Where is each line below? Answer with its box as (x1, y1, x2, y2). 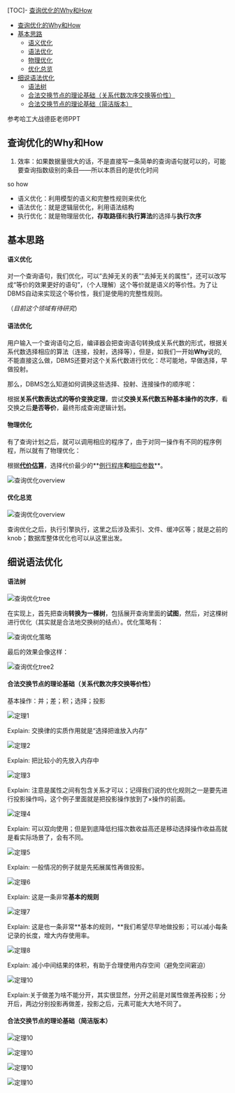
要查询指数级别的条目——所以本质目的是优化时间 (17, 165, 159, 174)
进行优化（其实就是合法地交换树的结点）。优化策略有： (7, 618, 164, 626)
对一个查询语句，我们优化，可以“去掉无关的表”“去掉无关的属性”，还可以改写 (7, 272, 227, 280)
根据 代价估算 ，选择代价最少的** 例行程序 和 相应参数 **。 (7, 461, 167, 469)
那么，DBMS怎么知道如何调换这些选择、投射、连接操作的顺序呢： (7, 380, 197, 388)
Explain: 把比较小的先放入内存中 (7, 756, 99, 765)
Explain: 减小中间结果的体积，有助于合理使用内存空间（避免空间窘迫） (7, 961, 210, 969)
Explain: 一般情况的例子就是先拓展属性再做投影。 (7, 863, 148, 871)
